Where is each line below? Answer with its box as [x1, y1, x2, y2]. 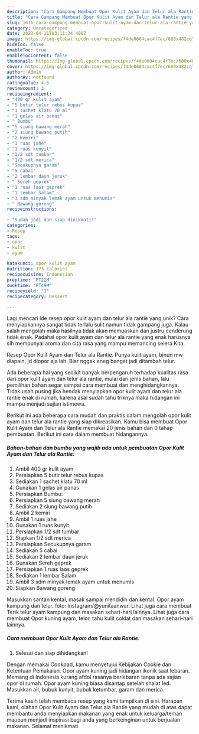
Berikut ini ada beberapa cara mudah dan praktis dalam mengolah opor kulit [6, 412, 191, 419]
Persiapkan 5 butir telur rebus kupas [15, 472, 104, 479]
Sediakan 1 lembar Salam [15, 572, 77, 579]
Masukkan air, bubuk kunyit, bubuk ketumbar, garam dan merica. [6, 686, 165, 693]
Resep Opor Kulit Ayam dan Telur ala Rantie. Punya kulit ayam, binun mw [6, 351, 183, 358]
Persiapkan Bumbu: [15, 491, 63, 498]
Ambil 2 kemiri [15, 509, 51, 517]
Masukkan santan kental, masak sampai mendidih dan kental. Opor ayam [6, 596, 184, 603]
